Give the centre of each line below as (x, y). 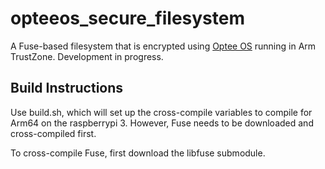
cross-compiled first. (53, 133)
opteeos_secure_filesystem (128, 18)
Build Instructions (67, 88)
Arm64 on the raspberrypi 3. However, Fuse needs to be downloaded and (162, 123)
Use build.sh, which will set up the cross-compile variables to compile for (161, 112)
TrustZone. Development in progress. (87, 56)
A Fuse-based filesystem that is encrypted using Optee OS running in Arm (163, 46)
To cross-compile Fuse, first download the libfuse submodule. (138, 153)
